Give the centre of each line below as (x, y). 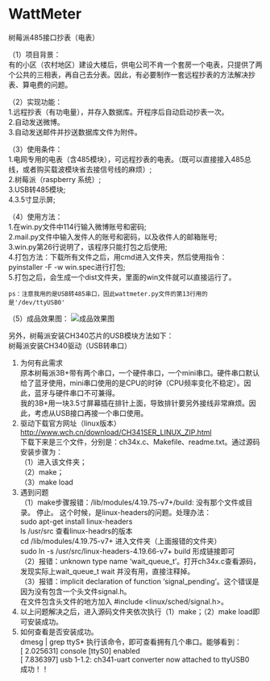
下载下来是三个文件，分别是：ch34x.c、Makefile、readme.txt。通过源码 (140, 442)
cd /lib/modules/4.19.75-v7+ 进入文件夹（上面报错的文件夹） (120, 541)
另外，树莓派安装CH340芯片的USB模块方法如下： (91, 335)
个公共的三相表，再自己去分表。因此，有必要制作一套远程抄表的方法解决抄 (132, 74)
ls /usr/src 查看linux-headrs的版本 (76, 531)
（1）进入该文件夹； (53, 462)
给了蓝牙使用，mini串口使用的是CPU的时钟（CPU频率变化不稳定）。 (132, 383)
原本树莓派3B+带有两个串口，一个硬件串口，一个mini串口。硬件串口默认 (140, 372)
